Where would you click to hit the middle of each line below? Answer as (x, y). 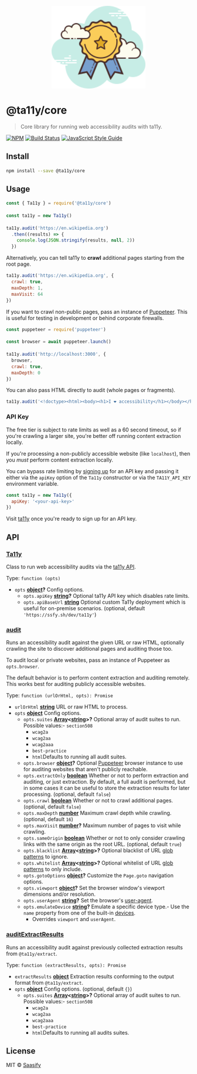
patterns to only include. (53, 869)
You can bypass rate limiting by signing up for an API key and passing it (92, 471)
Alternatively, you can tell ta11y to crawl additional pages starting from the (95, 258)
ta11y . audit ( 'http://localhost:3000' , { (56, 354)
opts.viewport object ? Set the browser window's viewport (94, 888)
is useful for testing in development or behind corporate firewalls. (85, 318)
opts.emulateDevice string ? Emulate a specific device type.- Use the (106, 907)
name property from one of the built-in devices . (79, 913)
